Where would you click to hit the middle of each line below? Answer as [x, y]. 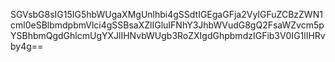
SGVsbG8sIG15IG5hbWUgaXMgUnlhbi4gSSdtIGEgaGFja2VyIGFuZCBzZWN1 [166, 14]
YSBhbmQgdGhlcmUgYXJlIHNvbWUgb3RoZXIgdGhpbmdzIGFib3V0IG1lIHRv [168, 35]
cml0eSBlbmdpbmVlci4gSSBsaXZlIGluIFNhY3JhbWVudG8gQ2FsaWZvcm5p [167, 25]
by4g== [27, 46]
